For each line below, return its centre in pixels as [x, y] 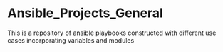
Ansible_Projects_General [85, 13]
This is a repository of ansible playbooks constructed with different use [112, 33]
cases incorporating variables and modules [71, 40]
